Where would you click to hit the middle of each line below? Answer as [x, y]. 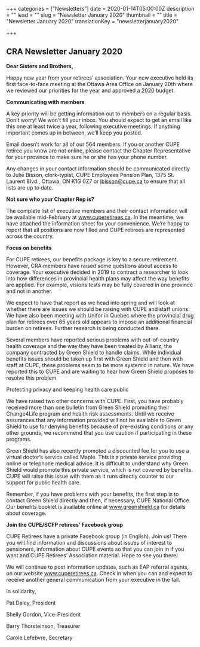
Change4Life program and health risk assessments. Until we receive [90, 413]
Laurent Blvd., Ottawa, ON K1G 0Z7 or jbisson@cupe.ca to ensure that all [96, 181]
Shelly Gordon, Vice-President [44, 614]
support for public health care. [44, 482]
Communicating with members [45, 102]
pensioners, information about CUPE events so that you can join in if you [95, 549]
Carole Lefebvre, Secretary [39, 637]
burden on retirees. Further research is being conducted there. [83, 328]
